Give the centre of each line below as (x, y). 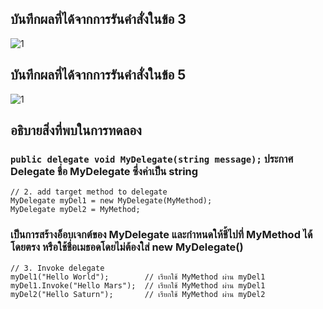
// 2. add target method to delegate (89, 192)
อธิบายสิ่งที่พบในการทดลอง (76, 130)
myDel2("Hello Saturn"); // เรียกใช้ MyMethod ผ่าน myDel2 (138, 294)
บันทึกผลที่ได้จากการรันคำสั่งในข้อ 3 (98, 19)
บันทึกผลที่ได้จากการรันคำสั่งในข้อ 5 (98, 75)
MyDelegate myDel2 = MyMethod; (75, 210)
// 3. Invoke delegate (57, 268)
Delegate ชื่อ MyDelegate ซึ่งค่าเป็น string (104, 171)
